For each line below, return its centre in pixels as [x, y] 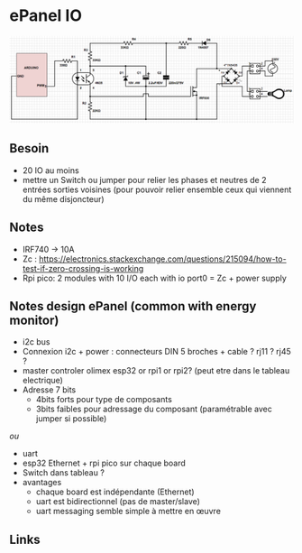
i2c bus [36, 342]
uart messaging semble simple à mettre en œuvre [128, 512]
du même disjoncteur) [64, 198]
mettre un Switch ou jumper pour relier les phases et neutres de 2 [144, 180]
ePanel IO [46, 16]
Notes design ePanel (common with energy [133, 306]
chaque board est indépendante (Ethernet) [115, 492]
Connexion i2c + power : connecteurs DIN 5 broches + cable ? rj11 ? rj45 [156, 352]
